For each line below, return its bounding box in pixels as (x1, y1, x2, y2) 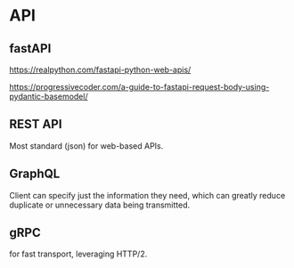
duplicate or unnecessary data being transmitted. (9, 199, 191, 210)
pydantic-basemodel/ (9, 91, 88, 102)
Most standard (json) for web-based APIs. (9, 140, 164, 151)
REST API (9, 117, 62, 132)
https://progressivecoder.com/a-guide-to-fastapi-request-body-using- (9, 82, 270, 92)
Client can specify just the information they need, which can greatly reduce (9, 190, 286, 200)
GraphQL (9, 166, 61, 182)
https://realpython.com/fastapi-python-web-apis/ (9, 64, 192, 75)
